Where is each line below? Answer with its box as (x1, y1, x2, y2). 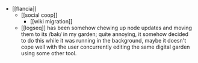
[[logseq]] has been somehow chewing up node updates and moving (20, 24, 193, 31)
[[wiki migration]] (29, 18, 73, 25)
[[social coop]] (20, 11, 58, 19)
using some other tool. (20, 50, 77, 56)
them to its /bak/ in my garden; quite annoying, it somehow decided (20, 31, 188, 38)
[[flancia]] (11, 5, 37, 12)
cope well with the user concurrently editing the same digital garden (20, 43, 190, 50)
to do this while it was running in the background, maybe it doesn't (20, 37, 187, 44)
